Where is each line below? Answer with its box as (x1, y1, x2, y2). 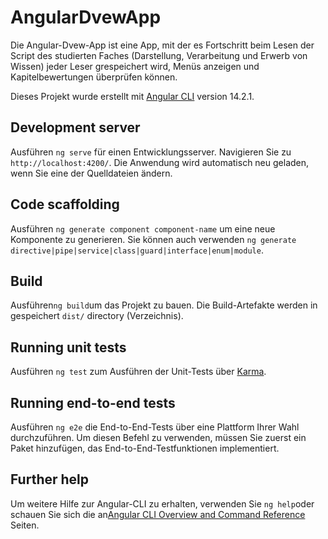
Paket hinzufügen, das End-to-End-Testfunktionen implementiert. (10, 442, 280, 454)
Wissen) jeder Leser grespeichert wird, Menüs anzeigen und (10, 60, 260, 72)
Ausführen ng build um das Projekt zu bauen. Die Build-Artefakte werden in (10, 299, 318, 311)
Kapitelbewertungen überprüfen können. (10, 71, 178, 83)
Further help (10, 471, 90, 488)
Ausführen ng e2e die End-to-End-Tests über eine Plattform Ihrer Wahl (10, 421, 300, 433)
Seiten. (10, 519, 40, 531)
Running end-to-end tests (10, 394, 176, 411)
